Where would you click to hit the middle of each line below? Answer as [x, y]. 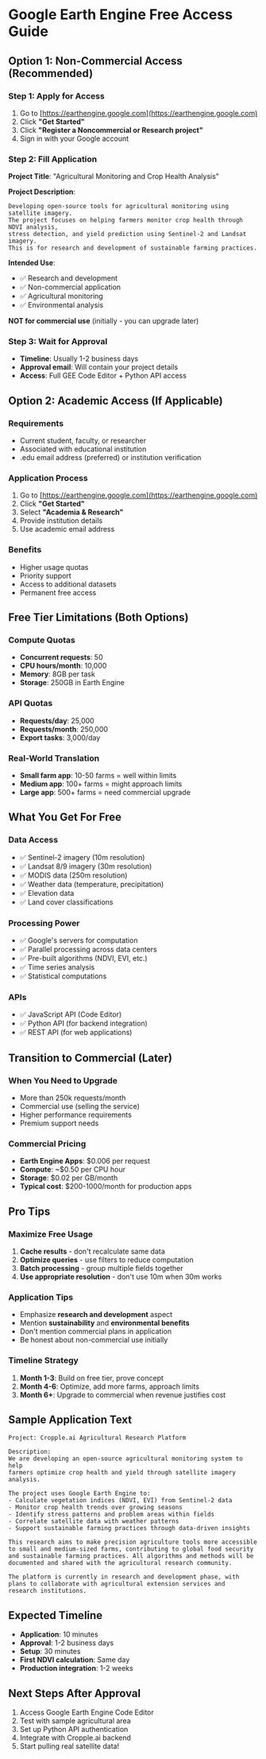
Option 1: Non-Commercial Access [95, 61]
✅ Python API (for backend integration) [84, 1024]
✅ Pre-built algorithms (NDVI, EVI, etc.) [84, 959]
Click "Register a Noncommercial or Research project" [112, 130]
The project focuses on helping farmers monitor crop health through [126, 220]
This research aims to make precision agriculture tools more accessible [133, 1542]
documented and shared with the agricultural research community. [120, 1563]
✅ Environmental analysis [62, 305]
